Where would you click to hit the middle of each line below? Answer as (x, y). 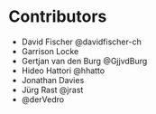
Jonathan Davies (53, 80)
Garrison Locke (50, 51)
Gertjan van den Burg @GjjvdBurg (84, 61)
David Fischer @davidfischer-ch (81, 42)
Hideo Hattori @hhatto (63, 71)
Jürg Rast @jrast (52, 90)
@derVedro (43, 99)
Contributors (58, 17)
